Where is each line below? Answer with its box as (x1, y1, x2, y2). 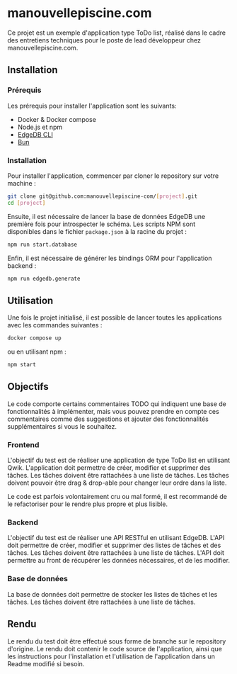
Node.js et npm (17, 123, 63, 131)
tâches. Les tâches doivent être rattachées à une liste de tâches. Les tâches (7, 471, 229, 480)
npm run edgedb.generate (7, 275, 81, 282)
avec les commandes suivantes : (7, 321, 103, 330)
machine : (7, 179, 37, 187)
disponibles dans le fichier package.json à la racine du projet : (7, 227, 187, 235)
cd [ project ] (7, 199, 46, 206)
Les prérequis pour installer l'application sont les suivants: (7, 101, 177, 110)
